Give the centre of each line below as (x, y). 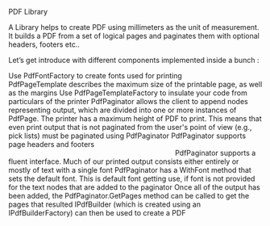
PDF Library (28, 12)
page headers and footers (52, 144)
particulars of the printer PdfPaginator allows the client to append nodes (128, 101)
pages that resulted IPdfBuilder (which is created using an (105, 204)
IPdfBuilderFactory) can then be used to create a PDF (97, 213)
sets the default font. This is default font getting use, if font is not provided (132, 178)
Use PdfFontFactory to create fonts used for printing (96, 75)
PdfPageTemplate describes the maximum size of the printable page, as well (135, 84)
